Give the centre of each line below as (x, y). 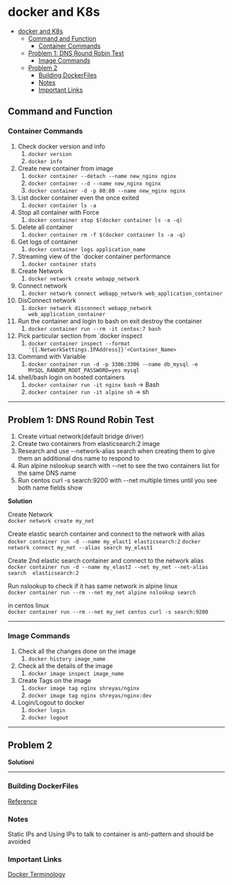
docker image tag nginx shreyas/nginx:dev (90, 696)
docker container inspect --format (79, 343)
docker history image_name (67, 659)
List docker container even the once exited (78, 197)
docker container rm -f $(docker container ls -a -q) (107, 235)
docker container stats (62, 264)
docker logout (48, 718)
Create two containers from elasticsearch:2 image (89, 444)
